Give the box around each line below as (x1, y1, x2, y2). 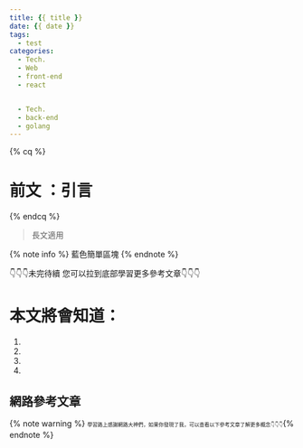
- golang (17, 121, 51, 131)
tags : (9, 30, 30, 39)
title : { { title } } (9, 13, 83, 23)
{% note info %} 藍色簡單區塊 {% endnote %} (9, 249, 179, 260)
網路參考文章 (9, 394, 81, 409)
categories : (9, 47, 54, 56)
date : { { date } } (9, 22, 75, 31)
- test (17, 38, 43, 48)
